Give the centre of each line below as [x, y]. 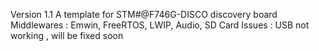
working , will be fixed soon [67, 35]
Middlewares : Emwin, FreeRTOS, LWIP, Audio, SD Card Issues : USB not [160, 25]
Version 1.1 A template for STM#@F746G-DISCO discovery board [144, 14]
